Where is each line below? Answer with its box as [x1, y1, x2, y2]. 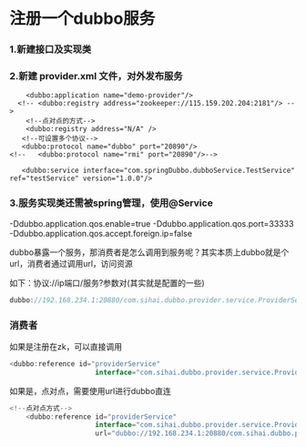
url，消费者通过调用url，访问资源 [9, 258, 134, 269]
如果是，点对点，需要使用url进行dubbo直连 [9, 385, 171, 396]
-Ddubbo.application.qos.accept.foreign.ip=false [9, 228, 193, 239]
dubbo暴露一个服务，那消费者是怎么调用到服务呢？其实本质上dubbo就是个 [9, 247, 290, 258]
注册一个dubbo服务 [9, 8, 156, 29]
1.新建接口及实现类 [9, 43, 92, 56]
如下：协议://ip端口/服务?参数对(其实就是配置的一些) [9, 277, 205, 288]
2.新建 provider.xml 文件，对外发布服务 [9, 70, 184, 83]
